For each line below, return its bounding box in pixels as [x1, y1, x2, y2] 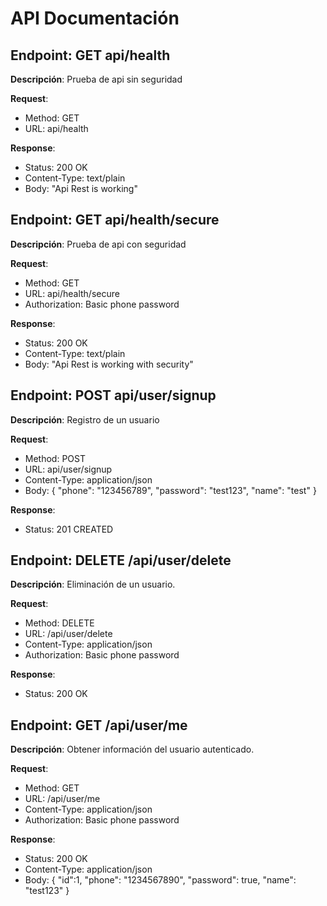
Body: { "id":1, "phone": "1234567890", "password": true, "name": [24, 874, 297, 886]
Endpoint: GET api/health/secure [10, 212, 220, 229]
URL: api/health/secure [24, 287, 120, 299]
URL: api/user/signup [24, 463, 113, 475]
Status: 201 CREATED [24, 523, 114, 535]
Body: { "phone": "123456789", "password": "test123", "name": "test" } [24, 484, 317, 496]
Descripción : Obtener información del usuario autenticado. [10, 743, 255, 756]
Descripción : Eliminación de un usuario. [10, 578, 176, 591]
